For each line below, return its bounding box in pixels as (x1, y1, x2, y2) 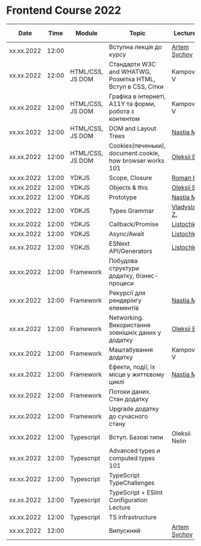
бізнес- (135, 272, 159, 280)
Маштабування (108, 345, 154, 353)
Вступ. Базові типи (108, 433, 163, 441)
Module (75, 29, 98, 37)
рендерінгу (108, 296, 142, 304)
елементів (108, 303, 139, 312)
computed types (108, 454, 156, 462)
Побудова (108, 257, 138, 265)
